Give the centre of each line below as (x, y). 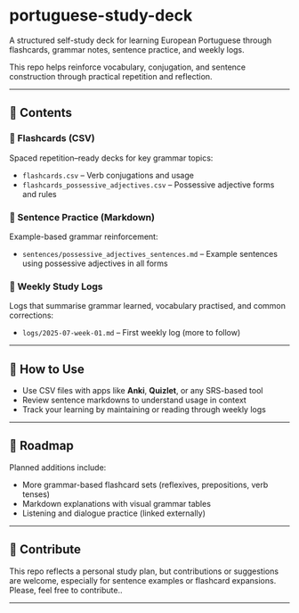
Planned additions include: (58, 467)
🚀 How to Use (47, 369)
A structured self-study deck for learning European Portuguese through (141, 40)
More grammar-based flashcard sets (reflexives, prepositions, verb (145, 485)
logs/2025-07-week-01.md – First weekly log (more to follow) (131, 333)
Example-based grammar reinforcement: (84, 236)
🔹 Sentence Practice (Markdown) (82, 217)
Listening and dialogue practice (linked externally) (114, 513)
